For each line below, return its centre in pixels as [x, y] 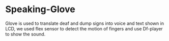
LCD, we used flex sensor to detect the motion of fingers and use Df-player [84, 28]
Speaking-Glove [40, 9]
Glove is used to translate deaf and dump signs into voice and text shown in [85, 23]
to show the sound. [25, 34]
